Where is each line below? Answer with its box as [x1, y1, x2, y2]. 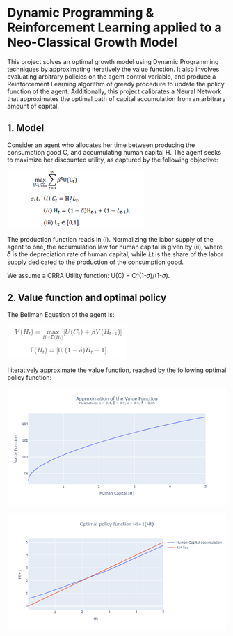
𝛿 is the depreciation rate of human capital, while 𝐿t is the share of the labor [7, 249, 224, 258]
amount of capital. [7, 102, 59, 110]
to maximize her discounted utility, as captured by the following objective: [7, 155, 218, 164]
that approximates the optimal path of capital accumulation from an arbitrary [7, 94, 226, 102]
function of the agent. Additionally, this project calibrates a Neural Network [7, 87, 222, 95]
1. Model [7, 122, 45, 134]
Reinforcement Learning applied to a [7, 20, 223, 36]
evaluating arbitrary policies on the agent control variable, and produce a [7, 72, 216, 81]
